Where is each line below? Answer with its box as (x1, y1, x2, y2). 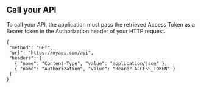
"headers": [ (9, 55, 43, 61)
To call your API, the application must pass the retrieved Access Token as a (6, 21, 196, 28)
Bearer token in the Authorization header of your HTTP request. (6, 27, 166, 35)
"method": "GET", (9, 44, 53, 50)
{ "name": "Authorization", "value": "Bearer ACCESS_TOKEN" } (14, 66, 175, 72)
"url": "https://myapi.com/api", (9, 50, 94, 56)
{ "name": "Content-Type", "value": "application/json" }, (14, 60, 167, 66)
